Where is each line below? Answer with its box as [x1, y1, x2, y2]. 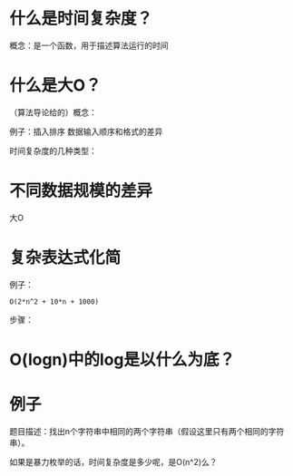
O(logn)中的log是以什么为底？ [9, 349, 236, 370]
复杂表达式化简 [9, 248, 122, 267]
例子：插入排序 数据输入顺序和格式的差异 [9, 126, 163, 137]
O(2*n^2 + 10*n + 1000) [9, 296, 100, 306]
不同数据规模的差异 [9, 180, 153, 201]
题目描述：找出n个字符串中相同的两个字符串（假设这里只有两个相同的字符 [9, 425, 285, 436]
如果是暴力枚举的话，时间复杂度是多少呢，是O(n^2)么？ [9, 456, 218, 467]
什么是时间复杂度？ [9, 8, 153, 29]
